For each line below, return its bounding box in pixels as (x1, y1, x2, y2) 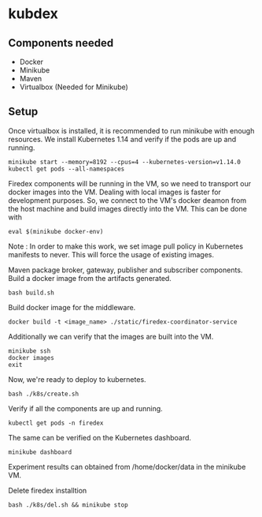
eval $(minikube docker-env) (8, 227, 104, 235)
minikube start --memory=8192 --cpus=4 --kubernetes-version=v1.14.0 (8, 158, 242, 166)
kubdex (8, 5, 59, 23)
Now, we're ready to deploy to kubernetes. (8, 374, 147, 384)
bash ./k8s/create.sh (8, 390, 79, 398)
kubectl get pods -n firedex (8, 419, 104, 427)
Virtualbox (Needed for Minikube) (19, 82, 128, 92)
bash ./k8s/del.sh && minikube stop (8, 500, 128, 509)
